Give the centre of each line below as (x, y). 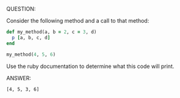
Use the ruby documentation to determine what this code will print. (90, 66)
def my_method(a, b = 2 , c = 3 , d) (52, 32)
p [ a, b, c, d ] (31, 37)
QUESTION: (21, 9)
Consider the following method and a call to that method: (78, 21)
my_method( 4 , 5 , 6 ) (31, 55)
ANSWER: (19, 78)
